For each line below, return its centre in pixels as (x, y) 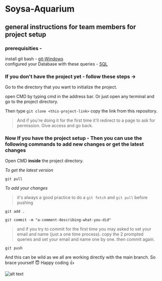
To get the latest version (29, 170)
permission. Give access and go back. (55, 126)
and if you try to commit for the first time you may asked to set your (84, 229)
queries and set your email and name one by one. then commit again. (86, 239)
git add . (15, 212)
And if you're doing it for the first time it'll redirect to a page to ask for (86, 120)
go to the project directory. (32, 102)
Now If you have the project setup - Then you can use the (74, 138)
